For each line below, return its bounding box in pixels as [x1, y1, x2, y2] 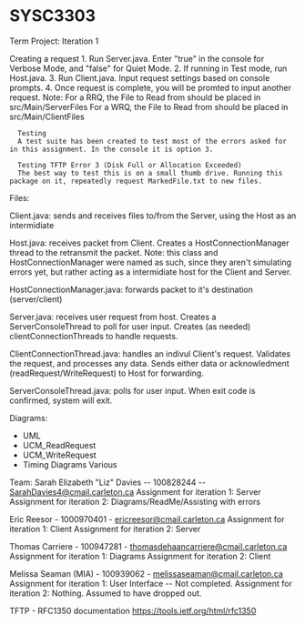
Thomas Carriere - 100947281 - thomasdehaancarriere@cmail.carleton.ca [9, 540, 288, 551]
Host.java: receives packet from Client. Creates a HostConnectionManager [9, 237, 290, 248]
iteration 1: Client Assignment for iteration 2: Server [9, 523, 201, 534]
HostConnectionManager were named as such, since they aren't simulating [9, 257, 292, 267]
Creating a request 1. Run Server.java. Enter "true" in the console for [9, 53, 265, 64]
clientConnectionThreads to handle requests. [9, 330, 178, 341]
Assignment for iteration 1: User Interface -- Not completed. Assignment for [9, 578, 293, 589]
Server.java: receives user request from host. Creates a [9, 311, 217, 322]
